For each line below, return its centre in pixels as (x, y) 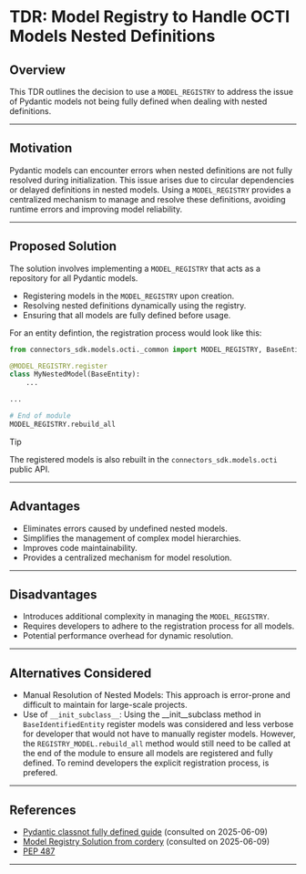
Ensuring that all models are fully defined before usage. (127, 315)
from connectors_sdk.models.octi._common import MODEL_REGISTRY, (136, 349)
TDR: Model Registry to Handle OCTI (150, 17)
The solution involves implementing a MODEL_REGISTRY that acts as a (135, 268)
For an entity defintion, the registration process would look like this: (136, 333)
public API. (30, 469)
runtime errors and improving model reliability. (96, 209)
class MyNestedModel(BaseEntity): (75, 375)
